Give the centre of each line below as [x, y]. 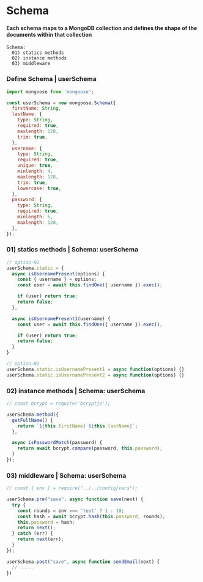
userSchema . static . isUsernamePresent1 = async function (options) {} [95, 369]
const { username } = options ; [57, 280]
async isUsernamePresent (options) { [58, 274]
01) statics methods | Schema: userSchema [72, 250]
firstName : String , [37, 109]
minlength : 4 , [35, 171]
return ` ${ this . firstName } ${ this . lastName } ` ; [78, 426]
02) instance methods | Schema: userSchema [76, 391]
